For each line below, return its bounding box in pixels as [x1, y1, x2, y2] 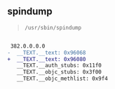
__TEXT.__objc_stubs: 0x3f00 [16, 69, 102, 76]
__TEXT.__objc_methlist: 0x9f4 [16, 75, 109, 83]
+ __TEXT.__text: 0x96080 [7, 55, 86, 62]
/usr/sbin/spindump [24, 24, 82, 31]
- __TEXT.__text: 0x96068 [7, 49, 86, 56]
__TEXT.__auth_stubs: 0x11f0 [16, 62, 102, 69]
